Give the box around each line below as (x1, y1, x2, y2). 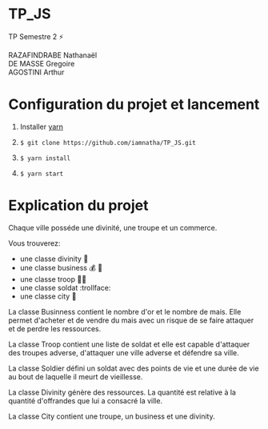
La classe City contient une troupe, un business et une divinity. (8, 411, 215, 421)
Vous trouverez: (8, 238, 61, 248)
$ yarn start (19, 170, 64, 178)
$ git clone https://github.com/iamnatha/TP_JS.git (19, 138, 196, 146)
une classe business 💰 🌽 (19, 263, 102, 272)
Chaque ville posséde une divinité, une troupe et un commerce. (8, 223, 218, 232)
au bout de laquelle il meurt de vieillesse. (8, 371, 143, 381)
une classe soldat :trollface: (19, 283, 111, 292)
